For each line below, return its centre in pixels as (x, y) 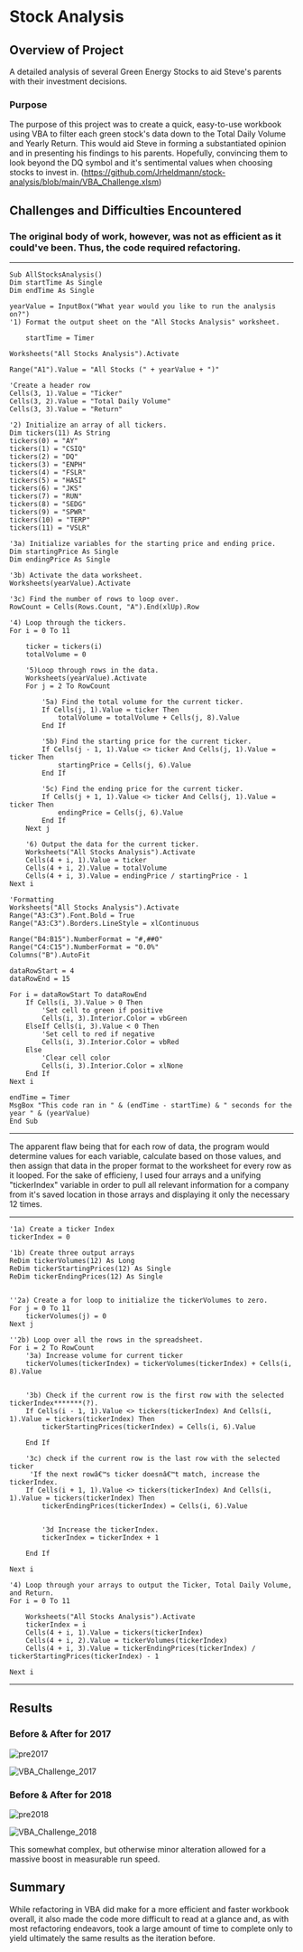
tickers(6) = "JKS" (46, 488)
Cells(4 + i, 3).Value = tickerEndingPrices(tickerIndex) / (141, 1648)
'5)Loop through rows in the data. (92, 670)
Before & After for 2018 (61, 1795)
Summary (37, 1887)
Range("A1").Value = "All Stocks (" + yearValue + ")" (115, 369)
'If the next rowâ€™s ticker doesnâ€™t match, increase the (144, 1474)
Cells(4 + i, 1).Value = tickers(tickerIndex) (115, 1632)
